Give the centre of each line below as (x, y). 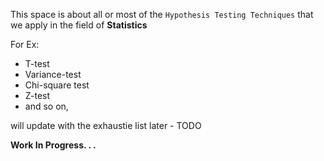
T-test (37, 63)
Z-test (37, 95)
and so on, (46, 106)
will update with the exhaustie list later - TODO (106, 125)
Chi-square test (57, 85)
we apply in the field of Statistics (79, 25)
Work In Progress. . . (53, 145)
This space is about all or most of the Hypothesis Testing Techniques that (162, 14)
